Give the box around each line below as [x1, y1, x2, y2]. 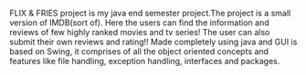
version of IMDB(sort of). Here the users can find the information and [9, 17, 269, 28]
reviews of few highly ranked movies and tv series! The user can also [9, 27, 270, 37]
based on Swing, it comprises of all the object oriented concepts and [9, 46, 269, 57]
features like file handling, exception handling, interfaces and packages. [9, 56, 280, 66]
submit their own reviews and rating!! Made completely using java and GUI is [9, 36, 298, 47]
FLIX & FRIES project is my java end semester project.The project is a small [9, 8, 291, 18]
